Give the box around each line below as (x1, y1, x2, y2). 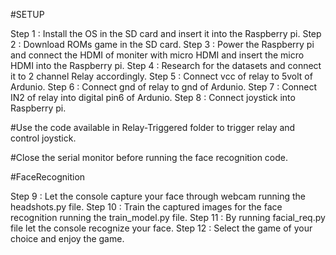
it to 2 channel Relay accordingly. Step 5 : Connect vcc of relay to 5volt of (10, 70, 313, 82)
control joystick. (10, 132, 77, 144)
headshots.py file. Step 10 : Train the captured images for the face (10, 201, 283, 213)
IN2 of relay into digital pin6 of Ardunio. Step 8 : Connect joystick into (10, 92, 296, 103)
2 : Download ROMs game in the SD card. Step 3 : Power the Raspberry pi (10, 39, 315, 50)
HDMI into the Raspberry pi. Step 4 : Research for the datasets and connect (10, 60, 322, 71)
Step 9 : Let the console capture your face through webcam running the (10, 190, 306, 202)
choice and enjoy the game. (10, 233, 125, 244)
